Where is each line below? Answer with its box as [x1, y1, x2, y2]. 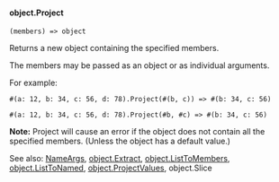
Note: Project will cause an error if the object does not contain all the [9, 126, 265, 137]
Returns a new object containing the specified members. [9, 43, 220, 54]
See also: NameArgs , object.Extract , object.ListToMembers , [9, 153, 230, 164]
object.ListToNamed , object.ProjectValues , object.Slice [9, 162, 213, 174]
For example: [9, 77, 58, 89]
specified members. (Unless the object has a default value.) [9, 135, 231, 147]
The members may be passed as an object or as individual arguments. [9, 60, 270, 71]
